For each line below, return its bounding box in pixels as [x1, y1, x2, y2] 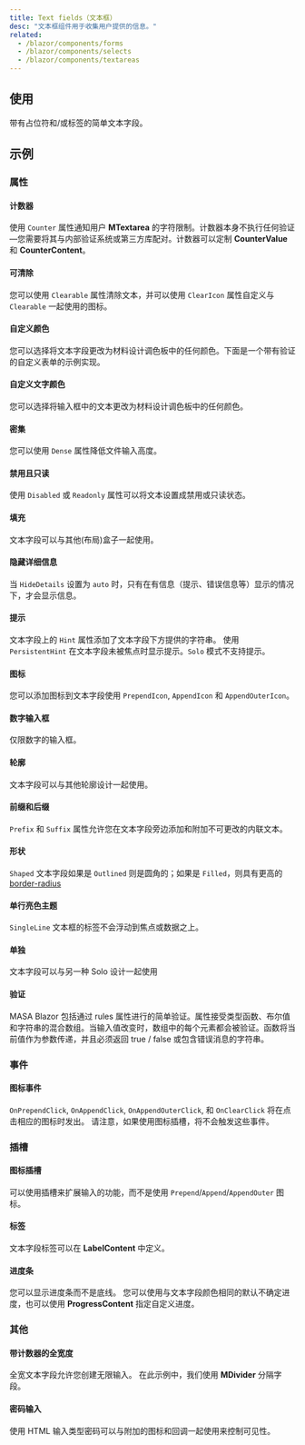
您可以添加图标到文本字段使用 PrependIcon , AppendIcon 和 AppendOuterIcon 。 [9, 690, 295, 701]
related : [9, 30, 43, 39]
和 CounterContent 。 [9, 244, 91, 255]
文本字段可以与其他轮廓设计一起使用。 [9, 779, 152, 790]
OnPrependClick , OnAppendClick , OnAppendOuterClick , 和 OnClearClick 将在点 [9, 1104, 291, 1115]
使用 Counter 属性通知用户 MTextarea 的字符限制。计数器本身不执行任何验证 [9, 222, 295, 233]
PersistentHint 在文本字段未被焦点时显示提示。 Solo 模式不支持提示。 [9, 645, 271, 656]
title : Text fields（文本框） [9, 13, 117, 23]
